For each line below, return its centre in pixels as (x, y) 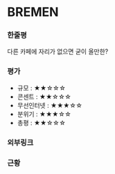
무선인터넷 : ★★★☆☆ (50, 105)
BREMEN (33, 12)
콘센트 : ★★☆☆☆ (44, 96)
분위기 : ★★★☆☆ (44, 114)
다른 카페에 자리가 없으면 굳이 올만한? (58, 52)
